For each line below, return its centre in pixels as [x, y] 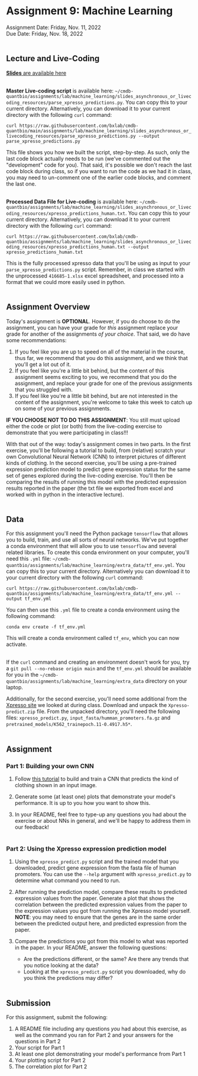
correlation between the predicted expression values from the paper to [101, 905]
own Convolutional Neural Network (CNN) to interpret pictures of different [96, 456]
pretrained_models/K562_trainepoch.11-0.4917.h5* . [69, 724]
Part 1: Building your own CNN [50, 766]
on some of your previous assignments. [63, 408]
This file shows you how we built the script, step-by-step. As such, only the [98, 152]
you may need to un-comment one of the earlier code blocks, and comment [98, 177]
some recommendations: [36, 340]
